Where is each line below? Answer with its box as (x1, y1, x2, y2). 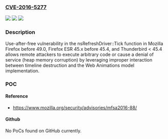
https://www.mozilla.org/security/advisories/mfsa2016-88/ (12, 104, 137, 111)
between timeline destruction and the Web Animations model (5, 62, 135, 68)
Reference (5, 93, 28, 100)
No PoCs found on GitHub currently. (5, 127, 82, 134)
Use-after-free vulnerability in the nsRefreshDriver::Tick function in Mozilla (5, 40, 163, 47)
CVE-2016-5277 (5, 4, 47, 11)
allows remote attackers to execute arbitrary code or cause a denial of (5, 51, 154, 57)
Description (5, 29, 35, 36)
